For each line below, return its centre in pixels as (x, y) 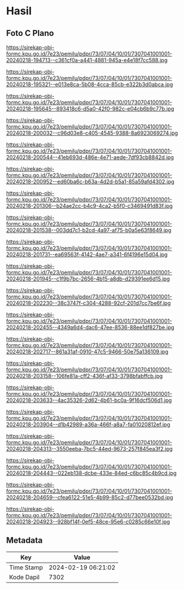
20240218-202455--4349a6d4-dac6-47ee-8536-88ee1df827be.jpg (90, 327)
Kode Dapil (24, 577)
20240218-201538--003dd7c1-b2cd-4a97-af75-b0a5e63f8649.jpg (89, 230)
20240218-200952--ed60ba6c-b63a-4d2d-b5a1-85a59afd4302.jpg (90, 181)
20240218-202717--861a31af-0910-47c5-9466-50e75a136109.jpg (87, 352)
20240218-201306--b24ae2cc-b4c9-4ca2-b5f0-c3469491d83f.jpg (89, 206)
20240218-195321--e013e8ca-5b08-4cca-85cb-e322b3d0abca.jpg (90, 84)
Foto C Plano (30, 33)
